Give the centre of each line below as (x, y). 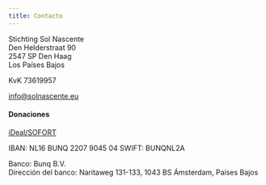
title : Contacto (36, 16)
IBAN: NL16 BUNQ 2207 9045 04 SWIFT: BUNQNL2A (97, 148)
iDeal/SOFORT (32, 132)
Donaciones (29, 115)
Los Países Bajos (36, 65)
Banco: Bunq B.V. (37, 163)
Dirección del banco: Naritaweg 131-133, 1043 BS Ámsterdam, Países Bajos (133, 172)
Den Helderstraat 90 (42, 47)
